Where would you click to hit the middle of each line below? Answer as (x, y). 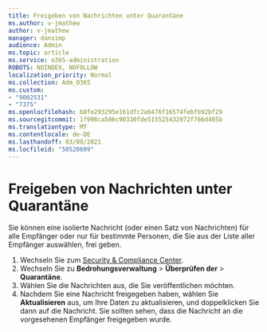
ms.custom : (26, 90)
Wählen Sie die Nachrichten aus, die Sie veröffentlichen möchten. (127, 286)
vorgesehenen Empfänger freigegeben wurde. (96, 319)
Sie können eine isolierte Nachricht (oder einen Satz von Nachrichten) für (129, 227)
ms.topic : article (39, 53)
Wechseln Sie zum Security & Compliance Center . (102, 260)
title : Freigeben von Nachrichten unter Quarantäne (96, 16)
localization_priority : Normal (60, 75)
